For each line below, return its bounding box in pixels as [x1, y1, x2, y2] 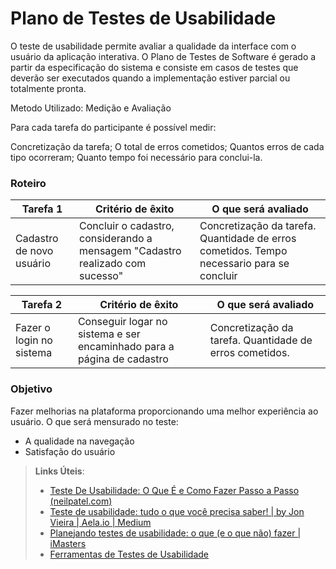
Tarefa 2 [21, 298, 63, 312]
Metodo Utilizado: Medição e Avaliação [10, 102, 172, 114]
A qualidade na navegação [24, 435, 135, 447]
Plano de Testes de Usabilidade [10, 7, 277, 30]
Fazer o [15, 321, 51, 335]
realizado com [79, 257, 147, 271]
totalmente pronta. [10, 82, 87, 94]
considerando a [79, 232, 153, 246]
